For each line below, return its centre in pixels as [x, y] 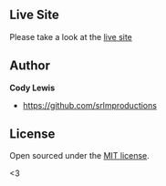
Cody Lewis [32, 88]
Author [30, 66]
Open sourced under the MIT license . [80, 156]
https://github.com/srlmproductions [90, 105]
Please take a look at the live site [71, 36]
